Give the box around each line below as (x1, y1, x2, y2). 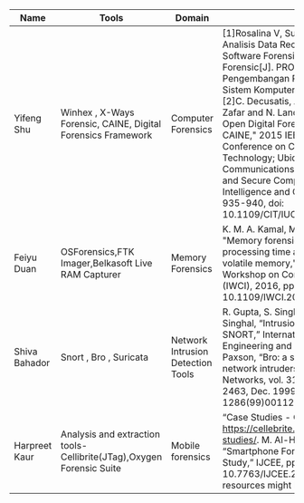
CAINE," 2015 (222, 129, 283, 141)
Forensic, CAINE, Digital (60, 118, 161, 130)
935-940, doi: (222, 197, 285, 209)
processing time (222, 246, 291, 257)
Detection (170, 357, 213, 369)
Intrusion (170, 345, 209, 357)
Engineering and (222, 340, 292, 352)
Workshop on (222, 268, 280, 280)
